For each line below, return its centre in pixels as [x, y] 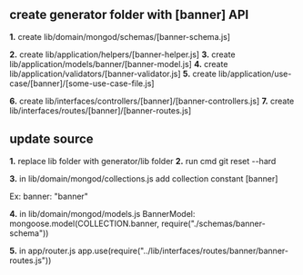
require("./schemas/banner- [213, 223]
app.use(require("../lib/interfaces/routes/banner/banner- [183, 250]
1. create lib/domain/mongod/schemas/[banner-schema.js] [120, 36]
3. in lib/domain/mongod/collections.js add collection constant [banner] [144, 178]
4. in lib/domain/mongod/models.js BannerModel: [102, 213]
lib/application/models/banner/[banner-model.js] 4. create [119, 64]
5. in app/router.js [43, 250]
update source [51, 139]
